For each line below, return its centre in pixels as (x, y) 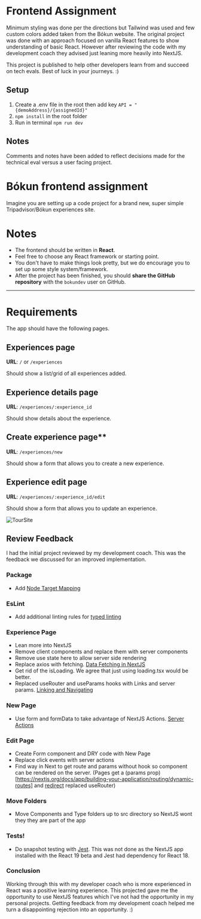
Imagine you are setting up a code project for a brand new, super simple (95, 203)
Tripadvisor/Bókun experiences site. (51, 209)
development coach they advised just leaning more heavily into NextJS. (95, 53)
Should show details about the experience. (59, 418)
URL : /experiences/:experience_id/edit (56, 497)
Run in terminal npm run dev (49, 122)
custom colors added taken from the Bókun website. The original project (95, 34)
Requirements (42, 312)
